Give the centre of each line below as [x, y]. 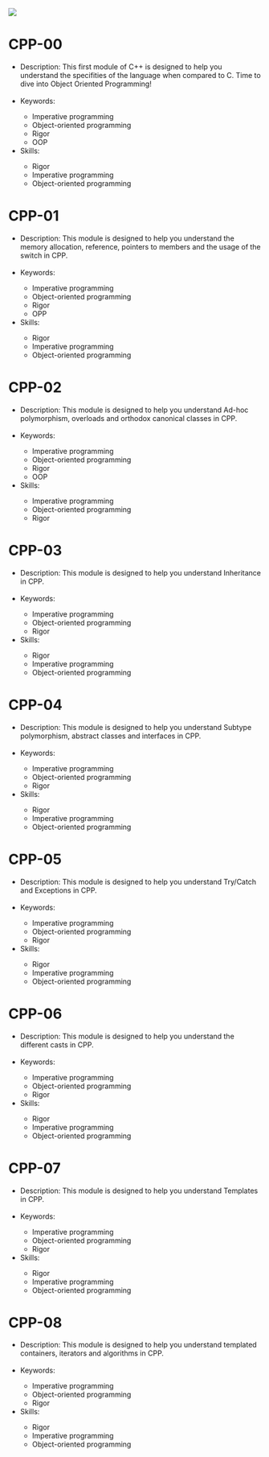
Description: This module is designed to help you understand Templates [139, 1191]
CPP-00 [35, 45]
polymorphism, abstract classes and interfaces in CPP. [110, 736]
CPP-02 [35, 388]
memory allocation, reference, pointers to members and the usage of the [140, 246]
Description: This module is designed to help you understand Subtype [136, 727]
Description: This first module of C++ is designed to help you [121, 66]
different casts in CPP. [57, 1044]
